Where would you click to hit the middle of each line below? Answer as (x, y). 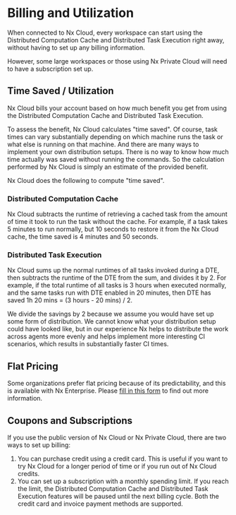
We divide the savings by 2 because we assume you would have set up (111, 314)
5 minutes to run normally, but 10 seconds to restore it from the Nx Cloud (113, 229)
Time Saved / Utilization (61, 91)
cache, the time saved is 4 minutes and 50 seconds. (83, 237)
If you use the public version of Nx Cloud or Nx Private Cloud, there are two (117, 437)
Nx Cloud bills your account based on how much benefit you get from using (117, 108)
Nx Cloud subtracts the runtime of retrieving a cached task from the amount (117, 214)
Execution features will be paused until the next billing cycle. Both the (118, 496)
